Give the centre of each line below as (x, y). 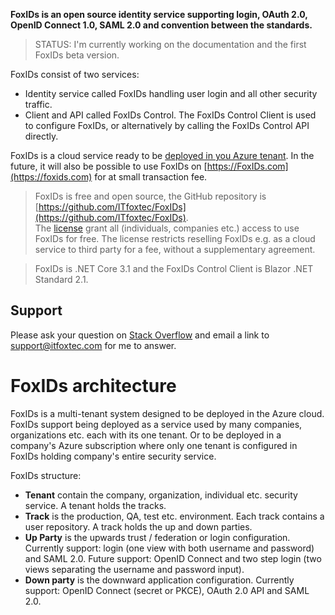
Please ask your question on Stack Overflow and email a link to (140, 335)
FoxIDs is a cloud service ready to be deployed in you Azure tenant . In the (162, 155)
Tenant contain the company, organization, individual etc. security (161, 495)
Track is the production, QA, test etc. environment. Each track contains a (174, 516)
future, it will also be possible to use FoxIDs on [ (109, 166)
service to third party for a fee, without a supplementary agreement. (175, 249)
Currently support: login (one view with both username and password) (169, 548)
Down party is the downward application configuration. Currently (159, 580)
